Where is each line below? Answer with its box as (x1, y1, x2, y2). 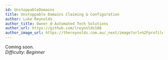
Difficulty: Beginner (5, 49, 45, 55)
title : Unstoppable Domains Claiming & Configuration (5, 12, 120, 17)
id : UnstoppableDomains (5, 7, 55, 12)
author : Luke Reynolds (5, 16, 52, 21)
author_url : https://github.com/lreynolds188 (5, 26, 101, 31)
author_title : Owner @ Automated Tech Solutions (5, 21, 108, 26)
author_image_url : (5, 30, 43, 35)
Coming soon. (5, 44, 34, 50)
